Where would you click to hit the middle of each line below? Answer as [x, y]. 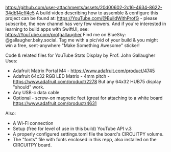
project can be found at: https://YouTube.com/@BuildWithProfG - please [81, 18]
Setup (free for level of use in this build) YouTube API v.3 [72, 128]
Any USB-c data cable [36, 92]
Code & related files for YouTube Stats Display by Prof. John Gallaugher [80, 55]
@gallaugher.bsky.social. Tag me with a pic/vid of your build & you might [82, 40]
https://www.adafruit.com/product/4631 [55, 103]
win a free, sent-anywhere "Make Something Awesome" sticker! [72, 45]
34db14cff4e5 [20, 13]
